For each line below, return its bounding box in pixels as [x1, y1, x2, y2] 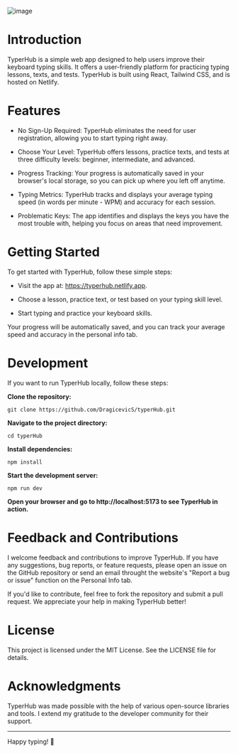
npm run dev [7, 484, 42, 492]
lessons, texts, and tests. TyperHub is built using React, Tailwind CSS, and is [7, 70, 230, 78]
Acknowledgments [7, 678, 122, 694]
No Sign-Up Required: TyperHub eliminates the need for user [17, 126, 196, 134]
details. [7, 653, 29, 661]
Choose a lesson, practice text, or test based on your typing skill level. [17, 295, 223, 304]
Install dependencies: [7, 444, 73, 453]
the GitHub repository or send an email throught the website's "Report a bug [7, 568, 230, 577]
